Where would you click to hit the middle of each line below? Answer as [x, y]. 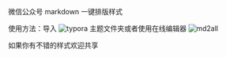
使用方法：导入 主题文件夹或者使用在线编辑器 [98, 28]
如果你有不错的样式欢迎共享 [53, 45]
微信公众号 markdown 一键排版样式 [66, 11]
